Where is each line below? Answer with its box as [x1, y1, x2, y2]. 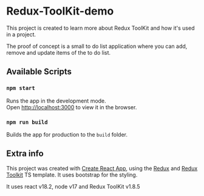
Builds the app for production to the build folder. [6, 130, 128, 138]
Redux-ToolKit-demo [6, 4, 114, 18]
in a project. [6, 30, 36, 38]
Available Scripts [6, 67, 72, 77]
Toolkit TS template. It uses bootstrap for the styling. [6, 171, 138, 178]
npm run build [6, 118, 48, 126]
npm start [6, 85, 35, 92]
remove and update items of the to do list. [6, 49, 111, 56]
